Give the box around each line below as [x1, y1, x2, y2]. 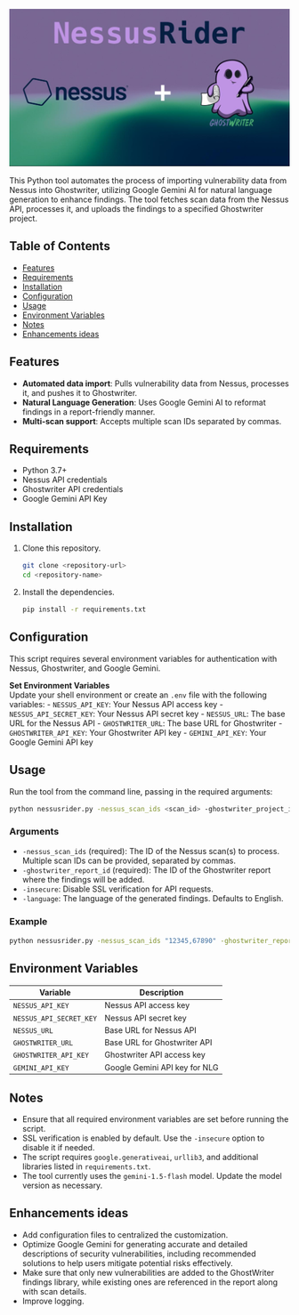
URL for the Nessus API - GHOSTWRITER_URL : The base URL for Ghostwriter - [9, 717, 283, 729]
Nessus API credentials [21, 474, 109, 485]
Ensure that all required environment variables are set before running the [21, 1113, 289, 1125]
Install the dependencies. [21, 587, 116, 597]
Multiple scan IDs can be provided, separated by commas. [21, 855, 236, 866]
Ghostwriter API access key [104, 1050, 206, 1061]
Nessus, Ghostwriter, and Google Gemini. [9, 663, 161, 674]
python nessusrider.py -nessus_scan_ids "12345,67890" [9, 936, 217, 945]
